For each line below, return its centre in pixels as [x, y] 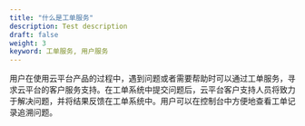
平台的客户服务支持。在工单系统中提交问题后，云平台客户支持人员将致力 [160, 90]
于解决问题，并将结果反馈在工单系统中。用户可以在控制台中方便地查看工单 [148, 102]
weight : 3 [28, 43]
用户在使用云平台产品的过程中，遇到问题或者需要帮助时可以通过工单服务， [148, 79]
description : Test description [69, 26]
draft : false [34, 34]
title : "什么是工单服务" [51, 18]
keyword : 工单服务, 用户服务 [59, 52]
